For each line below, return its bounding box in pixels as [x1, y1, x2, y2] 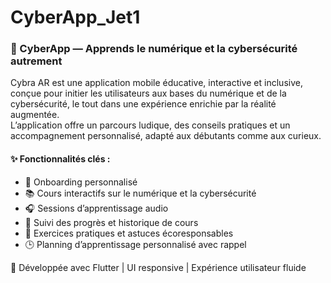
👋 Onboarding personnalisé [24, 176, 138, 188]
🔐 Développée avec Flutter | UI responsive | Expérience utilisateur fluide [10, 261, 307, 273]
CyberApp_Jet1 [10, 6, 141, 29]
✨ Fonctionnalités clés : [10, 153, 111, 165]
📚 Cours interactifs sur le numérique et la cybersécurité [24, 187, 257, 199]
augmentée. [10, 109, 60, 121]
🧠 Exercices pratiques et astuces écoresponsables [24, 227, 234, 239]
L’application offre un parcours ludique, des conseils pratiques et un [10, 119, 291, 131]
